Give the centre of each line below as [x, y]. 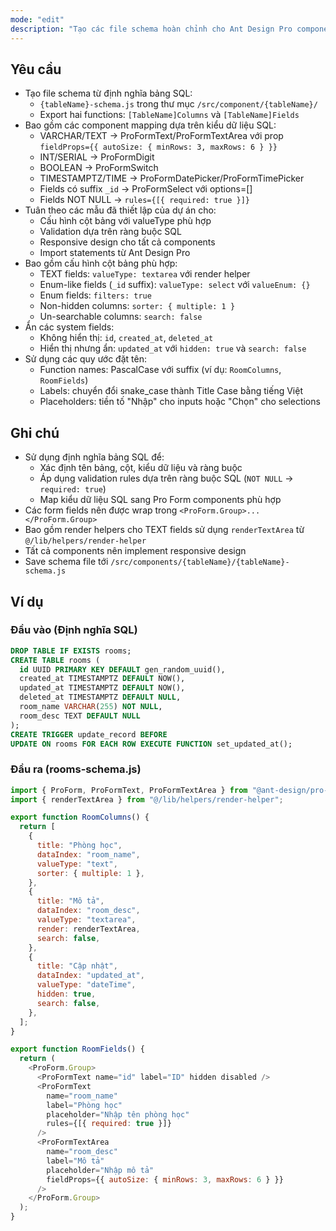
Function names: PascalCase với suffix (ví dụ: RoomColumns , [160, 370]
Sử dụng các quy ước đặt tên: [85, 359]
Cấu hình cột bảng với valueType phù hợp [125, 221]
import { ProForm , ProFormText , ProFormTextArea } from [129, 790]
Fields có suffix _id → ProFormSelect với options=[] [146, 189]
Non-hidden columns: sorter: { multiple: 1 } [137, 306]
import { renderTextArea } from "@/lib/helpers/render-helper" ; [147, 799]
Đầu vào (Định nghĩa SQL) [74, 630]
